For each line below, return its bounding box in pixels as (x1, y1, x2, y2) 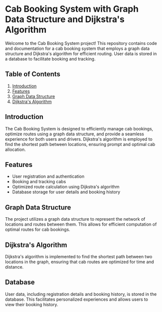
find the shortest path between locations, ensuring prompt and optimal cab (5, 141, 156, 147)
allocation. (5, 146, 26, 152)
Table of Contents (5, 70, 61, 79)
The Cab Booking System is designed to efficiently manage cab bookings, (5, 125, 153, 131)
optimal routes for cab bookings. (5, 227, 71, 232)
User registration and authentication (12, 173, 85, 179)
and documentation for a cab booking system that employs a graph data (5, 45, 150, 51)
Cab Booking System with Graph (5, 3, 139, 15)
